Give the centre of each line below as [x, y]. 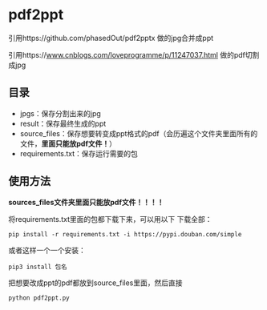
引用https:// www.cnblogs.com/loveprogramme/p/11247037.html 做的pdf [127, 54]
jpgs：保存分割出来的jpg [61, 113]
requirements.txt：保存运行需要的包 [79, 153]
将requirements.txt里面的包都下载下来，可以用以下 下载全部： [110, 219]
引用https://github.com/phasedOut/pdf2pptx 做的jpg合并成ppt [111, 38]
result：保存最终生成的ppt [63, 123]
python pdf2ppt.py [39, 298]
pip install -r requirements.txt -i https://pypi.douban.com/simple [125, 234]
